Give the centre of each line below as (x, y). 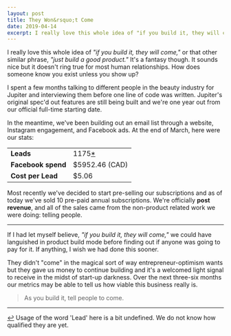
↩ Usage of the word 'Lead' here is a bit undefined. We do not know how (111, 318)
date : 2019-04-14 (32, 26)
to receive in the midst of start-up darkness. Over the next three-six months (114, 277)
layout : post (26, 13)
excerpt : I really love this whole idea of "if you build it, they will (113, 33)
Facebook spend (38, 165)
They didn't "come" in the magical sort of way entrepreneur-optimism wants (115, 263)
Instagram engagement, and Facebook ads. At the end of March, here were (114, 130)
